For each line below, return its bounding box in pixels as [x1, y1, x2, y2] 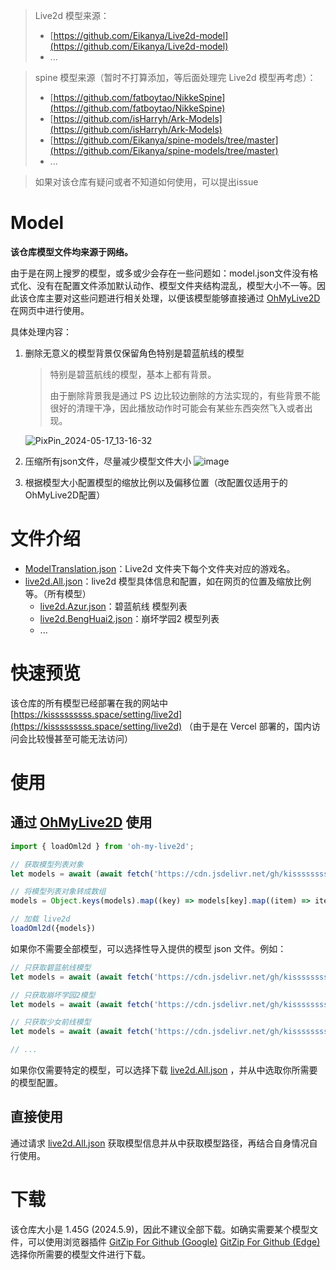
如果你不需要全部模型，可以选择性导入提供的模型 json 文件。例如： [10, 942, 287, 954]
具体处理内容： [10, 325, 72, 338]
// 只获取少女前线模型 [10, 1017, 92, 1028]
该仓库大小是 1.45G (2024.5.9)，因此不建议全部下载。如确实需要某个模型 [10, 1223, 310, 1235]
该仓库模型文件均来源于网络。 [10, 245, 133, 258]
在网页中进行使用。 [10, 304, 90, 316]
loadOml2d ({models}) [10, 924, 97, 934]
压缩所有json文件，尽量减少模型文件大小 [24, 455, 192, 467]
